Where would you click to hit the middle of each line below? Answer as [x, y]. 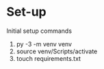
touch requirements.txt [49, 58]
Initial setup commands [39, 31]
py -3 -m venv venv [44, 44]
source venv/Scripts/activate [57, 51]
